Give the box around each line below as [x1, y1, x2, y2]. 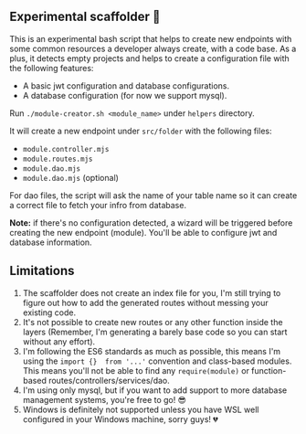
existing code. [22, 307, 76, 318]
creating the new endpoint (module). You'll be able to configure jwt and [9, 227, 278, 238]
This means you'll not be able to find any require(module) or [22, 365, 249, 376]
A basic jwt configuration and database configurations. [22, 79, 230, 91]
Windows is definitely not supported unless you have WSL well [22, 404, 259, 415]
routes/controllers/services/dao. [48, 375, 171, 386]
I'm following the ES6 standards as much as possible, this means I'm [22, 345, 281, 356]
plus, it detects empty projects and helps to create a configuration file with [9, 52, 290, 64]
